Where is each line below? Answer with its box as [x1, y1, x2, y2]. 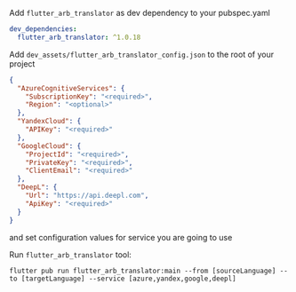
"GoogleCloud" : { [17, 141, 82, 150]
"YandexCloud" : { [17, 117, 82, 126]
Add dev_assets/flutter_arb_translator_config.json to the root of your [9, 49, 274, 59]
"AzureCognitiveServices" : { [17, 83, 125, 92]
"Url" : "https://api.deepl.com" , [25, 191, 149, 200]
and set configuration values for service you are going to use [9, 232, 233, 242]
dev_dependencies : [9, 25, 77, 34]
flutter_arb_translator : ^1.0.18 [17, 33, 141, 42]
